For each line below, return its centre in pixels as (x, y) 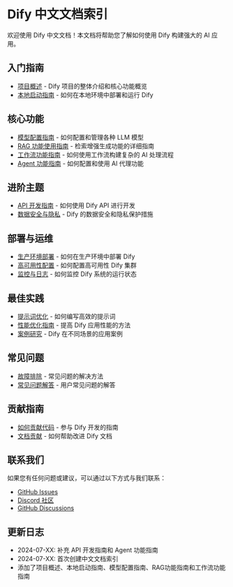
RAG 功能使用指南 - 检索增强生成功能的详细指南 (86, 146)
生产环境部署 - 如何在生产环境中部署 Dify (76, 256)
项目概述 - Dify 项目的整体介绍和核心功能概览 (82, 86)
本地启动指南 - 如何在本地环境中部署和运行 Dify (85, 94)
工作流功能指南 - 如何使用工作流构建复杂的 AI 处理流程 (96, 154)
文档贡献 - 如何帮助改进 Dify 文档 (65, 436)
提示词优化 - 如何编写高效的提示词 (67, 316)
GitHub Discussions (46, 508)
